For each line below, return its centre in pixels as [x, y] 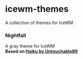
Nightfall [16, 35]
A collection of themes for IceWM [39, 23]
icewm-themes [37, 9]
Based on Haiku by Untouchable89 [41, 51]
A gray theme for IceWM [30, 46]
